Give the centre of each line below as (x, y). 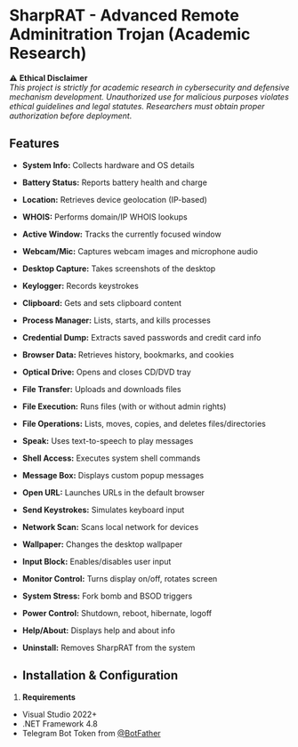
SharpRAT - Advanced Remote (125, 16)
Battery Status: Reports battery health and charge (114, 182)
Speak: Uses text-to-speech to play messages (108, 440)
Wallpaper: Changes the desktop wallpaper (102, 544)
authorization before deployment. (71, 116)
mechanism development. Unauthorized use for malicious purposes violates (149, 96)
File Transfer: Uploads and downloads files (101, 389)
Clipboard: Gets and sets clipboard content (102, 302)
